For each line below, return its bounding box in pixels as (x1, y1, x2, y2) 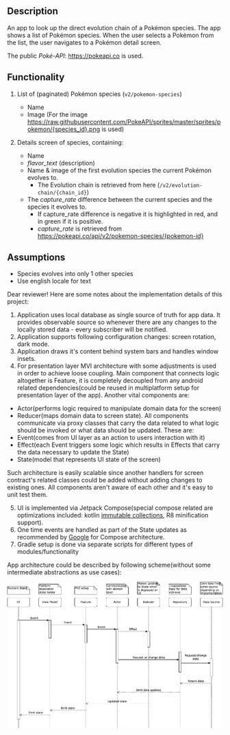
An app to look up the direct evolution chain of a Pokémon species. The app (7, 23, 221, 32)
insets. (16, 355, 36, 363)
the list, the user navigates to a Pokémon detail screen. (7, 38, 162, 47)
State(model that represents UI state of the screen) (16, 456, 161, 464)
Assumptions (7, 252, 66, 264)
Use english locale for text (16, 277, 91, 285)
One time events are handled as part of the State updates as (16, 526, 187, 534)
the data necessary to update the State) (16, 448, 129, 456)
